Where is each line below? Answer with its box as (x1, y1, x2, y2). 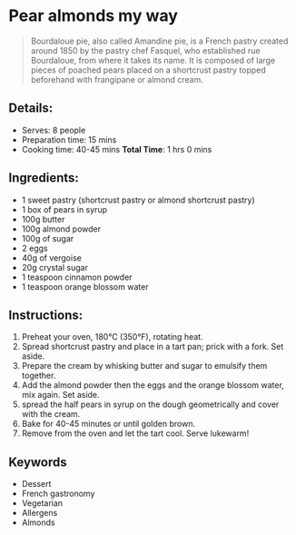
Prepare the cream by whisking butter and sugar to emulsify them (21, 361, 268, 372)
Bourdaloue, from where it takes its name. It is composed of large (30, 54, 276, 65)
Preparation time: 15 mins (21, 134, 117, 145)
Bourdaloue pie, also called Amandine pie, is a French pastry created (30, 35, 289, 46)
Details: (8, 101, 54, 116)
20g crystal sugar (21, 262, 88, 272)
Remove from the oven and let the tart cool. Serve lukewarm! (21, 428, 250, 439)
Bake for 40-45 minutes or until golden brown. (21, 419, 196, 430)
